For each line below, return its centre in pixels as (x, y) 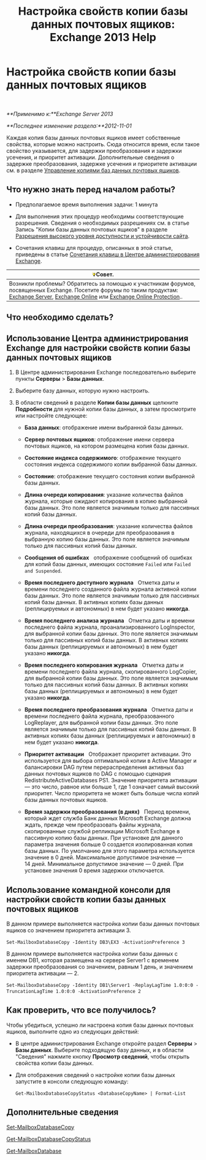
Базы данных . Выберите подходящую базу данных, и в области (99, 1050)
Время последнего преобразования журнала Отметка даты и (109, 710)
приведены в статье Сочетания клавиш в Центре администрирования (107, 254)
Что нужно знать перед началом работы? (91, 189)
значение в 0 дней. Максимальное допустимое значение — (103, 857)
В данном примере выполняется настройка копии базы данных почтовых (103, 924)
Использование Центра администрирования (97, 338)
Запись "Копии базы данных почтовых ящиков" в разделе (91, 229)
